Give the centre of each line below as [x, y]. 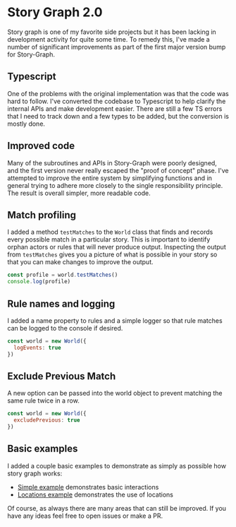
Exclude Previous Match [62, 376]
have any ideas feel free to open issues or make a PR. [85, 516]
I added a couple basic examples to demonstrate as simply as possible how [117, 466]
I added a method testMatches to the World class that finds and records [110, 232]
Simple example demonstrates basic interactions [88, 487]
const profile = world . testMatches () [63, 275]
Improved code [41, 146]
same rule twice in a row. [43, 401]
